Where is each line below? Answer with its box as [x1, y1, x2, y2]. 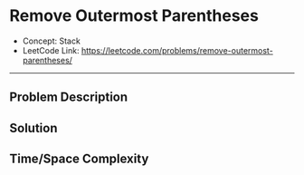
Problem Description [9, 90, 128, 105]
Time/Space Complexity [9, 151, 149, 167]
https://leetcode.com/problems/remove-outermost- [81, 44, 273, 55]
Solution [9, 120, 58, 136]
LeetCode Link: [22, 44, 80, 55]
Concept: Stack [22, 35, 81, 46]
